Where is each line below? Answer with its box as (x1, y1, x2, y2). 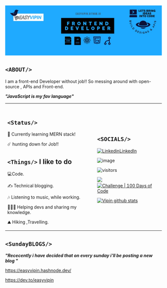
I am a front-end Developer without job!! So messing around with (5, 78, 138, 84)
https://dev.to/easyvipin (5, 277, 54, 283)
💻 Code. (7, 171, 24, 177)
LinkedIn (119, 147, 137, 154)
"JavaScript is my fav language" (5, 93, 74, 99)
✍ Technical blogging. (7, 183, 54, 189)
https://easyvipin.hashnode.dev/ (5, 268, 72, 274)
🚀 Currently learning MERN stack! (7, 131, 76, 137)
